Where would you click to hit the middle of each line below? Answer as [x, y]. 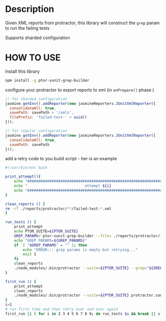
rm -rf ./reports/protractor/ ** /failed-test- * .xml [58, 209]
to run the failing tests [27, 28]
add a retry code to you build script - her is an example [61, 159]
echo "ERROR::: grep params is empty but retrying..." [81, 250]
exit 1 [30, 254]
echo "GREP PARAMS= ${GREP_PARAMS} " [51, 240]
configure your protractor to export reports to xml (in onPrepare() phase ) [80, 90]
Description [30, 9]
